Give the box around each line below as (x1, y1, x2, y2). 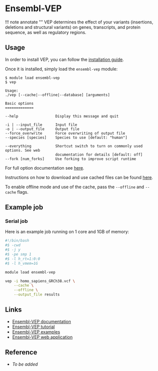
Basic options (5, 101, 34, 106)
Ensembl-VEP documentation (12, 318, 72, 324)
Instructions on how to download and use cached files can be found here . (5, 174, 154, 180)
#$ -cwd (5, 243, 21, 248)
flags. (17, 189, 29, 195)
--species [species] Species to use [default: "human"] (5, 135, 128, 140)
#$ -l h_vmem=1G (5, 261, 38, 266)
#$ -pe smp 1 (5, 252, 32, 257)
